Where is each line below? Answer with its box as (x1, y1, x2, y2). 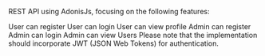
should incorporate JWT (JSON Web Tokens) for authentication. (8, 39, 220, 48)
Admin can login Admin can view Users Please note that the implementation (8, 31, 258, 39)
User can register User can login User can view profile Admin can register (8, 22, 251, 31)
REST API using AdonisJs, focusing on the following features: (8, 7, 210, 16)
